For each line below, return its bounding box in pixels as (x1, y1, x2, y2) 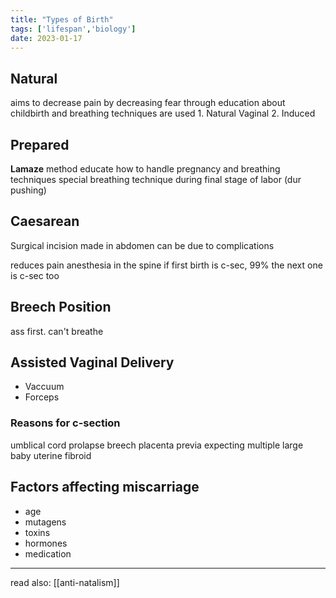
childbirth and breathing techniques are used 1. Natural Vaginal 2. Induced (10, 107, 316, 120)
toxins (24, 526, 51, 538)
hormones (24, 537, 68, 549)
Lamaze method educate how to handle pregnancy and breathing (10, 163, 281, 175)
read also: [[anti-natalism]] (10, 576, 120, 588)
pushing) (10, 184, 47, 196)
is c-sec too (10, 269, 60, 281)
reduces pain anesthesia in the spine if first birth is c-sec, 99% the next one (10, 259, 323, 271)
